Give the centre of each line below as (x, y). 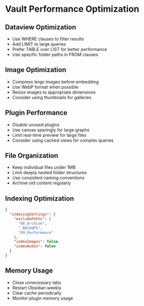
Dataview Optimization (41, 27)
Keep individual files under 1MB (44, 167)
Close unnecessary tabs (36, 282)
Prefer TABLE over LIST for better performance (60, 49)
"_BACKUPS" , (30, 228)
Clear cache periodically (37, 293)
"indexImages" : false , (37, 242)
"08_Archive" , (33, 223)
